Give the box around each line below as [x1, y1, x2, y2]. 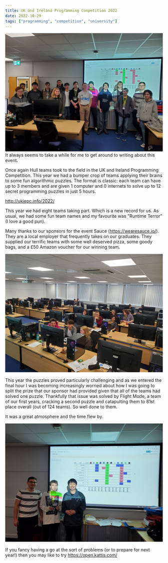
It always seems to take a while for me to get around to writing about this [5, 152, 155, 158]
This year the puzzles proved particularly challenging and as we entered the [5, 377, 162, 383]
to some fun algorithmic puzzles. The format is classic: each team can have [5, 178, 161, 184]
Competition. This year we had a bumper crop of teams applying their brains [5, 173, 162, 179]
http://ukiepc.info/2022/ [5, 198, 55, 204]
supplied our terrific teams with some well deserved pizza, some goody [5, 239, 152, 245]
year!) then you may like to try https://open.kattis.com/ [5, 552, 117, 558]
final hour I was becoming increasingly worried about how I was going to [5, 383, 155, 389]
